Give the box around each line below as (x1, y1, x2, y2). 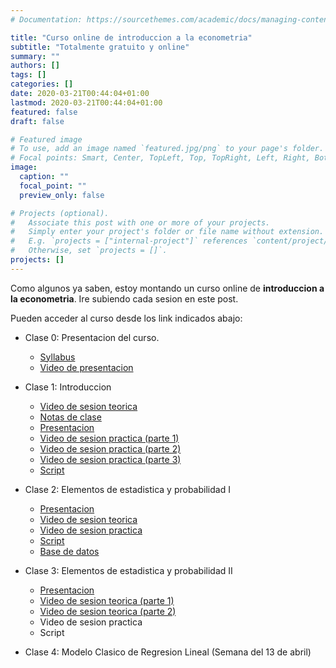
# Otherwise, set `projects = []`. (10, 246, 168, 256)
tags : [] (10, 70, 47, 80)
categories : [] (10, 79, 74, 90)
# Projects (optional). (10, 208, 110, 218)
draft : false (10, 116, 65, 126)
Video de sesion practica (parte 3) (39, 453, 182, 465)
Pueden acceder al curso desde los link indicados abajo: (10, 312, 243, 324)
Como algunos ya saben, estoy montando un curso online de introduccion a (10, 282, 325, 294)
